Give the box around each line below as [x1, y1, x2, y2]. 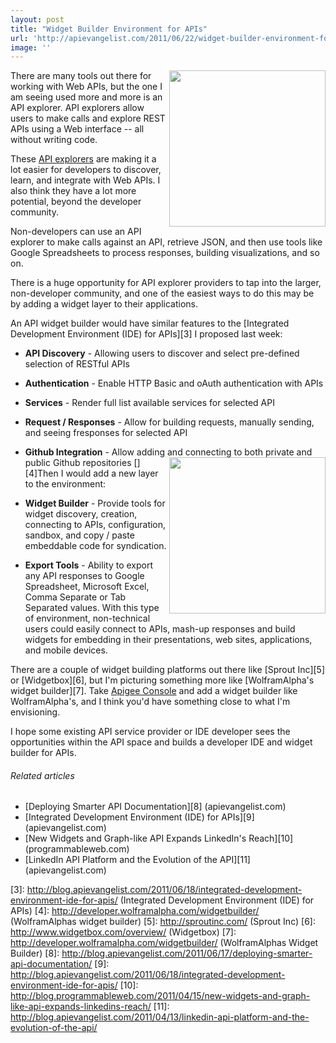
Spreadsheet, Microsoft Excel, [24, 581, 150, 593]
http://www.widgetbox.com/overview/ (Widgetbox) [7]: [10, 926, 237, 938]
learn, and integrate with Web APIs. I [10, 174, 161, 186]
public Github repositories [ [24, 457, 138, 469]
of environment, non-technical [24, 612, 151, 625]
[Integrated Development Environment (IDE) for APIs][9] [24, 811, 255, 823]
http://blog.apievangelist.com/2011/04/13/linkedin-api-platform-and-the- [10, 1011, 310, 1023]
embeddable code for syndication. [24, 540, 167, 552]
